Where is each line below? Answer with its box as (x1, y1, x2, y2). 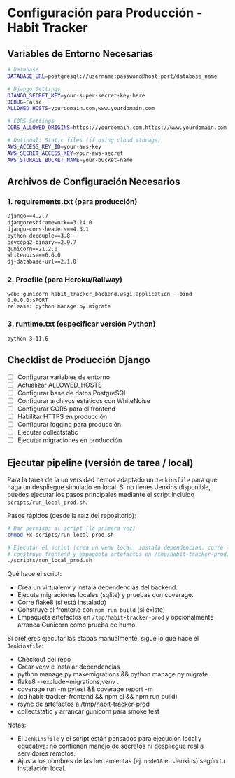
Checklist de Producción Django (7, 354, 150, 366)
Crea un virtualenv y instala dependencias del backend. (17, 583, 178, 592)
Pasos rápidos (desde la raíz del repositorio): (7, 511, 136, 519)
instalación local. (17, 764, 66, 772)
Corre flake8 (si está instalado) (17, 598, 107, 607)
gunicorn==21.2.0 (7, 245, 58, 252)
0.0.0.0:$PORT (7, 296, 49, 304)
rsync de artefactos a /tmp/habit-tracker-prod (17, 699, 150, 709)
